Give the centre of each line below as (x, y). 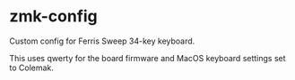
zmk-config (54, 16)
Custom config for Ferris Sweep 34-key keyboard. (102, 41)
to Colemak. (31, 68)
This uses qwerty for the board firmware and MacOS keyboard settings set (147, 58)
